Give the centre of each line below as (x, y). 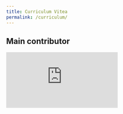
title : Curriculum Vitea (37, 12)
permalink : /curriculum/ (37, 17)
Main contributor (38, 41)
